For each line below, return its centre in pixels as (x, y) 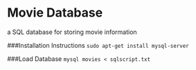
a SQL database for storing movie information (72, 32)
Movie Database (55, 13)
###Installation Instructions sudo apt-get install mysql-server (98, 45)
